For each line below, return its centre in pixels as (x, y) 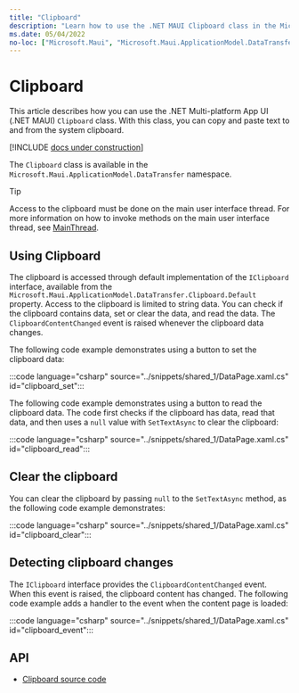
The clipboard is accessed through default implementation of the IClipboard (149, 277)
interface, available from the (61, 287)
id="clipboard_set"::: (47, 386)
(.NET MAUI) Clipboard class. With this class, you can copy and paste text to (149, 120)
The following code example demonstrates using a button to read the (136, 403)
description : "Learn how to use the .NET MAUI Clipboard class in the (143, 26)
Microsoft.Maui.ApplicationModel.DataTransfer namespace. (121, 174)
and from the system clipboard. (67, 130)
